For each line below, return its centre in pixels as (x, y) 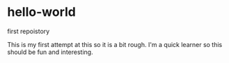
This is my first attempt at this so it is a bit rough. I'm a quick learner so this (115, 44)
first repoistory (29, 31)
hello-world (42, 12)
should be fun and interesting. (50, 52)
